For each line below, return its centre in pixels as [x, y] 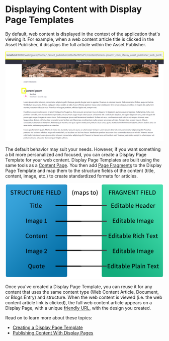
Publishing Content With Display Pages [53, 332]
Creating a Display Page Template [48, 327]
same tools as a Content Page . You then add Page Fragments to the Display [83, 165]
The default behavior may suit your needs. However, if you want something [83, 149]
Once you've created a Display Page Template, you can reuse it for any [79, 286]
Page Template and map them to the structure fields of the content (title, [80, 171]
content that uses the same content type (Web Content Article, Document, [82, 292]
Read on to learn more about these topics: [49, 317]
